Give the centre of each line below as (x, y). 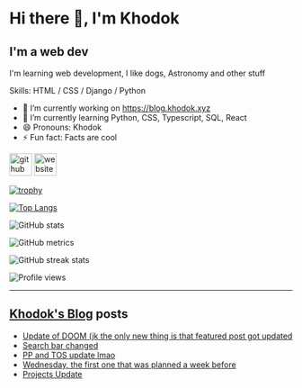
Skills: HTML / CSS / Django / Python (78, 90)
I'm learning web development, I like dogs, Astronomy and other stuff (138, 73)
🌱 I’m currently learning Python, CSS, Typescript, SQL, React (134, 117)
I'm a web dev (49, 52)
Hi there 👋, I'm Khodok (94, 18)
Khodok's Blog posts (69, 314)
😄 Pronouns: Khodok (62, 127)
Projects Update (52, 374)
